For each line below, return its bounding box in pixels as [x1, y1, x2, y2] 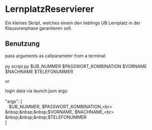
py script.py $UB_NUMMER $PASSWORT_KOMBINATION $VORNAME [5, 63, 147, 69]
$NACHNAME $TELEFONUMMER [5, 68, 73, 74]
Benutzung [5, 40, 40, 48]
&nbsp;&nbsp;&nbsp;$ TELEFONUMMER [5, 114, 87, 120]
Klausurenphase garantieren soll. [5, 25, 73, 31]
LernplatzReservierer [5, 3, 95, 15]
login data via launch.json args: [5, 88, 69, 94]
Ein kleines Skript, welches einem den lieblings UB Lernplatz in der [5, 20, 141, 26]
